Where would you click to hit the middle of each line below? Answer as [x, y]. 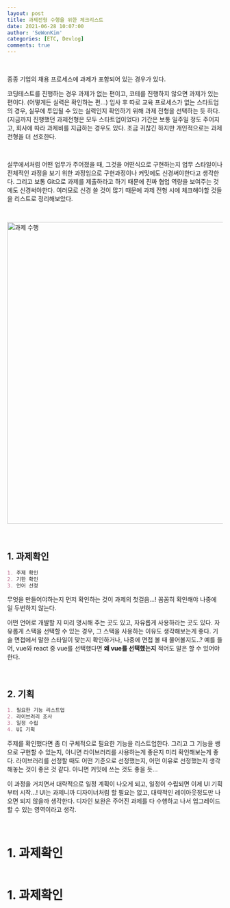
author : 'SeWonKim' [35, 33]
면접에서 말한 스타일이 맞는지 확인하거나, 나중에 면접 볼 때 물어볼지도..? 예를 [115, 640]
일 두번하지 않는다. [32, 608]
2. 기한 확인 [23, 579]
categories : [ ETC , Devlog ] [46, 39]
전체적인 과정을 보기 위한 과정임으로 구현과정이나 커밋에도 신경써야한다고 [104, 173]
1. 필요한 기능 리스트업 [36, 710]
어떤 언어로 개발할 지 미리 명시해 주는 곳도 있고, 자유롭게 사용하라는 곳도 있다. [110, 622]
